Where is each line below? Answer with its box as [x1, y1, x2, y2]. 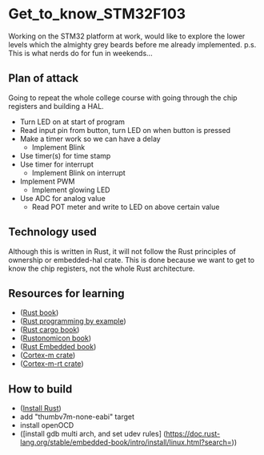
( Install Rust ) [19, 404, 62, 413]
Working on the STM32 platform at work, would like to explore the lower [8, 31, 246, 41]
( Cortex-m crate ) [19, 350, 76, 360]
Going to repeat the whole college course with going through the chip [8, 93, 238, 103]
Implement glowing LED [31, 185, 110, 195]
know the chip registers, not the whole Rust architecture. [8, 264, 195, 273]
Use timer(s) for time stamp [19, 151, 111, 160]
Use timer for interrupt [19, 159, 94, 169]
